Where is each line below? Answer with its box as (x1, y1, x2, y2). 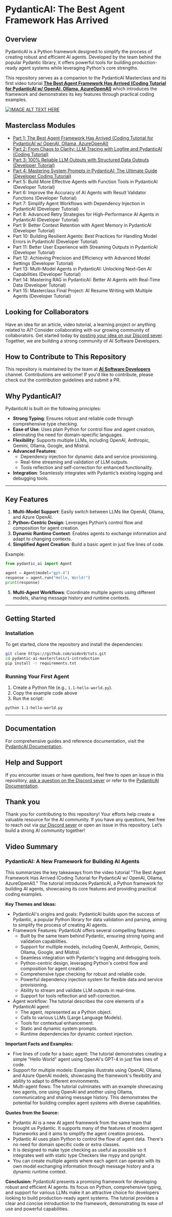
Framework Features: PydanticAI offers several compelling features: (12, 927, 156, 934)
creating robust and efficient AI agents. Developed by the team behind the (5, 54, 162, 60)
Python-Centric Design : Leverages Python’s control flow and (12, 519, 143, 526)
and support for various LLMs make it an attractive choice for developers (5, 1189, 159, 1195)
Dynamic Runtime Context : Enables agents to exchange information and (12, 531, 166, 537)
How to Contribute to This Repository (5, 353, 126, 361)
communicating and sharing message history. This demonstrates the (12, 1094, 158, 1101)
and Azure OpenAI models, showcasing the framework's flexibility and (12, 1072, 161, 1079)
